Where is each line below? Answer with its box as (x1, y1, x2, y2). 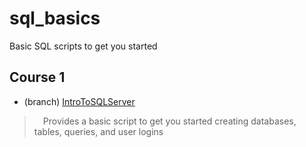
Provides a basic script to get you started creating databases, (42, 115, 297, 127)
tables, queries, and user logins (33, 125, 164, 137)
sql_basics (9, 7, 101, 30)
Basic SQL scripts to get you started (9, 40, 158, 52)
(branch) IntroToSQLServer (23, 95, 136, 107)
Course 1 (9, 69, 66, 86)
